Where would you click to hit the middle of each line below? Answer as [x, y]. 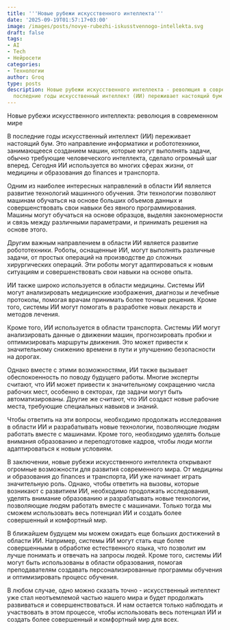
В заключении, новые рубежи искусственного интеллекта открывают [110, 462]
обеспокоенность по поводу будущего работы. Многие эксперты [103, 377]
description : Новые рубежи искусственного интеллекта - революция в [107, 90]
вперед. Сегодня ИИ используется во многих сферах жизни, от [100, 165]
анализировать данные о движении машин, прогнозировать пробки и [110, 335]
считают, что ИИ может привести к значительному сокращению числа [111, 385]
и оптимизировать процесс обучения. [63, 577]
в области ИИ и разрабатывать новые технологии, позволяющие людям [113, 427]
